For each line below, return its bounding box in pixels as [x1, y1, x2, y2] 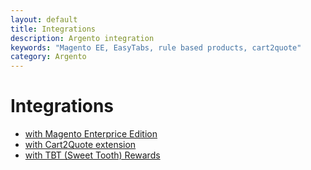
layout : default [10, 14, 78, 25]
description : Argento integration [10, 33, 155, 43]
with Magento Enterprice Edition [24, 128, 158, 140]
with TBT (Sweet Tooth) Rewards [24, 149, 161, 161]
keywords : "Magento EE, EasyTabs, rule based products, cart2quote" [10, 42, 302, 53]
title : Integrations [10, 24, 97, 34]
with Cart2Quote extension [24, 139, 137, 151]
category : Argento [10, 52, 87, 62]
